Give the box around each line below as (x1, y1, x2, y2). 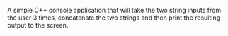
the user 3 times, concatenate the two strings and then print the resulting (7, 13, 221, 22)
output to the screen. (7, 21, 69, 29)
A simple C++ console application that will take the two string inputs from (7, 6, 222, 14)
